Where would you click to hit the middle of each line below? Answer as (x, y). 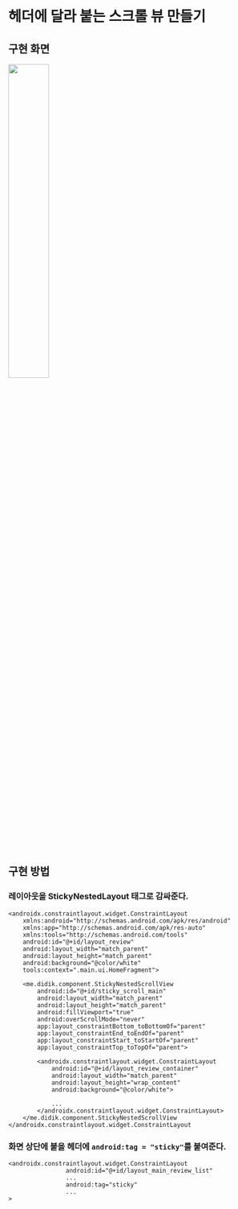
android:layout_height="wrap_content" (116, 1083)
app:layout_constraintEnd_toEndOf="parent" (111, 1033)
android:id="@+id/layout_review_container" (125, 1068)
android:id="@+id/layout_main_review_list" (139, 1170)
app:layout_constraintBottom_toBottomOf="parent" (121, 1026)
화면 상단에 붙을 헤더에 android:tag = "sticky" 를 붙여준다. (117, 1146)
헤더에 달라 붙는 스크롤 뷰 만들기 (107, 16)
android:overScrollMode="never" (91, 1019)
